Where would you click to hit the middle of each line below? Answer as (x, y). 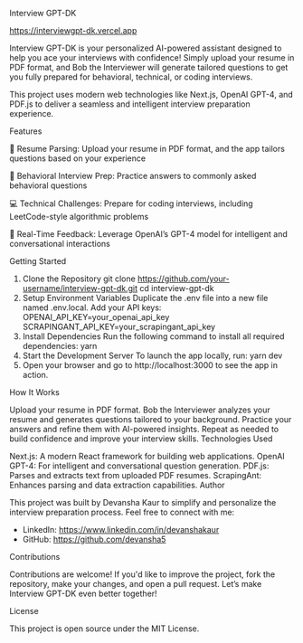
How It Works (35, 392)
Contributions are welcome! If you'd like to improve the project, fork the (142, 574)
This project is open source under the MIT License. (104, 629)
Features (26, 131)
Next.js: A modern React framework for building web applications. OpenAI (147, 456)
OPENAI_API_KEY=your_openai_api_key (96, 317)
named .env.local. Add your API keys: (92, 307)
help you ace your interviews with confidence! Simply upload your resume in (152, 57)
